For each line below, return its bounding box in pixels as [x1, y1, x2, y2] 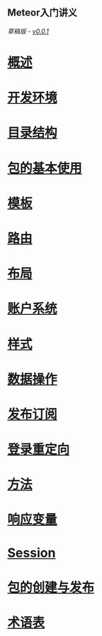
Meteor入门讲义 [7, 6, 78, 19]
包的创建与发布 [7, 579, 95, 595]
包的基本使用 [7, 160, 83, 176]
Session [7, 544, 56, 561]
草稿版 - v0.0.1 [7, 27, 50, 36]
